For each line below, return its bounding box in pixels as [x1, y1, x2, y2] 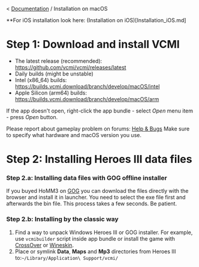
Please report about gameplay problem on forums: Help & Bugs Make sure [6, 125, 190, 132]
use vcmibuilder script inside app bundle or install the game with [14, 235, 176, 242]
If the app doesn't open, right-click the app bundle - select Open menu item [6, 107, 194, 114]
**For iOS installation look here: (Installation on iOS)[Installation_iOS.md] [6, 17, 186, 23]
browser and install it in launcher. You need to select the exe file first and [6, 194, 186, 201]
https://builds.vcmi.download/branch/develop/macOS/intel [14, 83, 160, 90]
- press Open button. [6, 113, 58, 120]
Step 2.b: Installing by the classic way [6, 215, 119, 223]
